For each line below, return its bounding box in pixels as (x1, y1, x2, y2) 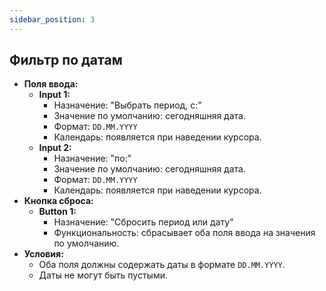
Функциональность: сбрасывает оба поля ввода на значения (53, 227, 316, 239)
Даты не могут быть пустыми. (38, 269, 168, 281)
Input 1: (38, 89, 71, 101)
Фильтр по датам (9, 52, 123, 69)
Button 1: (38, 206, 77, 218)
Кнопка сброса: (23, 195, 94, 207)
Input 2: (38, 142, 72, 154)
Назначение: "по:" (53, 152, 132, 165)
